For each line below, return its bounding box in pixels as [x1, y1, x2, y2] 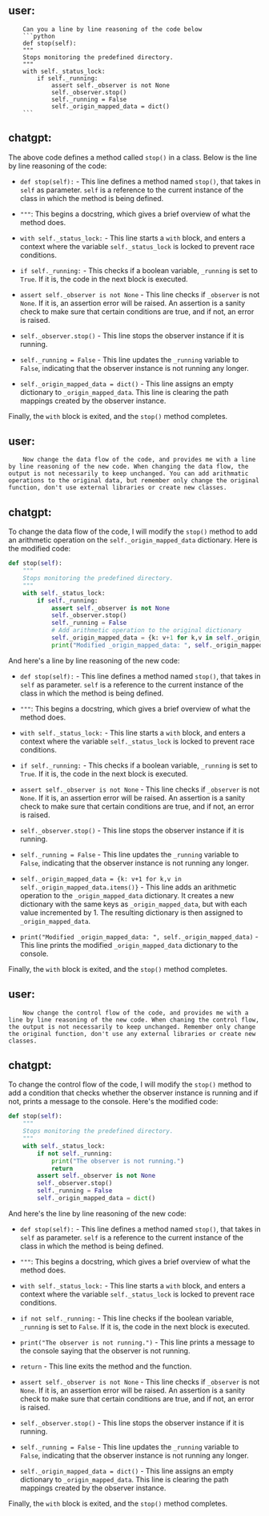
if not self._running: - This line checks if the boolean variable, [19, 1313, 235, 1323]
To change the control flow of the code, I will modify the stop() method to [8, 1079, 252, 1090]
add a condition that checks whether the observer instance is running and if [8, 1088, 259, 1098]
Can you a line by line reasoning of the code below [22, 25, 203, 33]
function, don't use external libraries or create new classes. [8, 484, 227, 492]
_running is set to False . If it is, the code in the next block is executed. [19, 1321, 251, 1331]
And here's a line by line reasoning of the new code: [8, 655, 180, 665]
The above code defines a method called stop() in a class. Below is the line [8, 152, 258, 162]
